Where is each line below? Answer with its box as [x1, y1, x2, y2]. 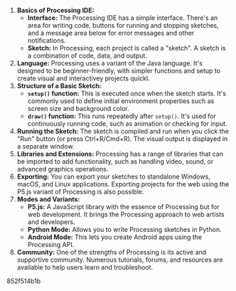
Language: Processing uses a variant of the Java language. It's [16, 59, 203, 67]
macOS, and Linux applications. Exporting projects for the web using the [16, 180, 230, 188]
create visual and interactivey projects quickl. [16, 74, 150, 83]
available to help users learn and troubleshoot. [16, 263, 154, 271]
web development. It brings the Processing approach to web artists [27, 210, 225, 218]
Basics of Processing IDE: [16, 6, 95, 14]
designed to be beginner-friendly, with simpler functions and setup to [16, 67, 221, 75]
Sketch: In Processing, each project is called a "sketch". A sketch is [27, 44, 226, 52]
